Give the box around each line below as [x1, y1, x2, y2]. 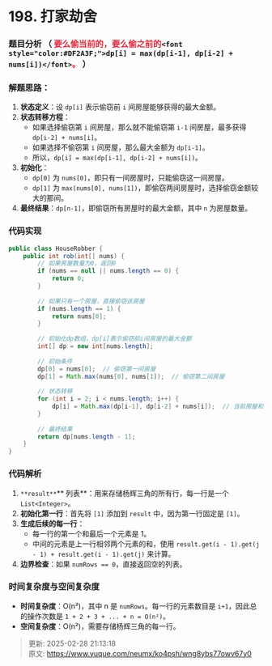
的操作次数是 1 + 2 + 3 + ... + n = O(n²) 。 [19, 611, 171, 621]
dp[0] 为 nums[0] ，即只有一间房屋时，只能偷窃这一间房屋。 [32, 173, 229, 183]
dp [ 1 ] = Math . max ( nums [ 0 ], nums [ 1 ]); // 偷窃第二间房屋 [37, 372, 225, 380]
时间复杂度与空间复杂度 [8, 581, 100, 592]
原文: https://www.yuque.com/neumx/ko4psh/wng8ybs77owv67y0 [28, 648, 253, 658]
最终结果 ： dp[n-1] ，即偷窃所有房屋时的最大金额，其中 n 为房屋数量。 [19, 203, 253, 213]
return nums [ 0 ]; [51, 312, 107, 320]
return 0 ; [51, 274, 85, 283]
